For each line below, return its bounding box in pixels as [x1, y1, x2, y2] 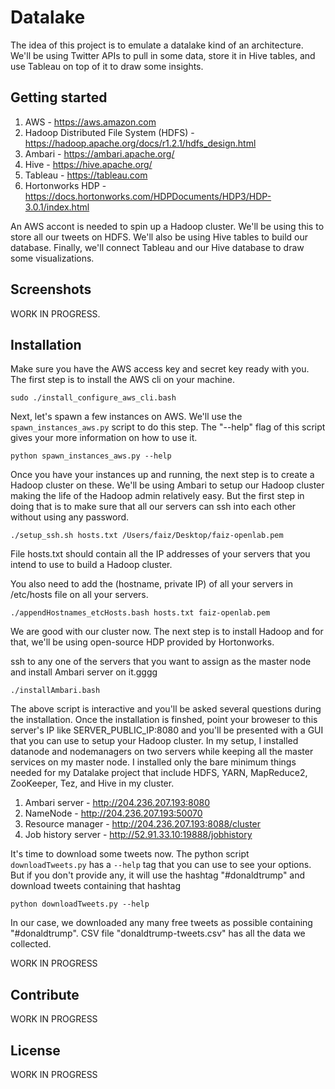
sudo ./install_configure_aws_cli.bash [10, 393, 177, 403]
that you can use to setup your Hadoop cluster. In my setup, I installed [10, 735, 299, 747]
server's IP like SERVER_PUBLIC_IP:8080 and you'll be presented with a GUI [10, 724, 324, 736]
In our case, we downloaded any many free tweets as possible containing [10, 917, 313, 929]
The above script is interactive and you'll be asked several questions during [10, 703, 322, 715]
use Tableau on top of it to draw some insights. [10, 60, 204, 72]
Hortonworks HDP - [24, 179, 107, 191]
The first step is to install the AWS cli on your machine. [10, 374, 236, 386]
